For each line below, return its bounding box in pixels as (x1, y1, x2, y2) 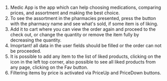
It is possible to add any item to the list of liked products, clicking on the (10, 53, 161, 59)
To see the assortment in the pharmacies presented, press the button (10, 15, 156, 21)
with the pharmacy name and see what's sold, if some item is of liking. (10, 21, 158, 27)
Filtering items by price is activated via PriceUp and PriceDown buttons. (10, 70, 162, 76)
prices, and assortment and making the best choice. (10, 10, 120, 16)
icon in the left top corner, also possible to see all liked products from (10, 59, 156, 65)
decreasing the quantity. (10, 37, 62, 43)
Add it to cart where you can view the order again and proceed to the (10, 26, 156, 32)
